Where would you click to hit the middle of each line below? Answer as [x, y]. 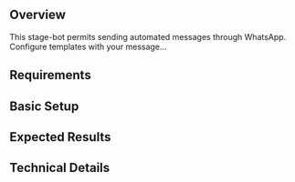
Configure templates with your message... [88, 46]
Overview [38, 15]
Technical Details [60, 168]
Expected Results [60, 137]
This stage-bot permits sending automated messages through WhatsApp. [148, 36]
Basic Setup [44, 106]
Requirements [50, 75]
